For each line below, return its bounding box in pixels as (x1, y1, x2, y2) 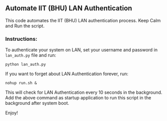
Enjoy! (5, 110, 19, 116)
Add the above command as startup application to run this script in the (5, 95, 151, 101)
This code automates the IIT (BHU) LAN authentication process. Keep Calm (5, 17, 161, 23)
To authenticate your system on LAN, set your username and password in (5, 47, 158, 53)
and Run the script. (5, 23, 45, 29)
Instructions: (5, 35, 38, 42)
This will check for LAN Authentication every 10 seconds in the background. (5, 89, 162, 95)
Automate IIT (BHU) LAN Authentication (5, 4, 132, 13)
